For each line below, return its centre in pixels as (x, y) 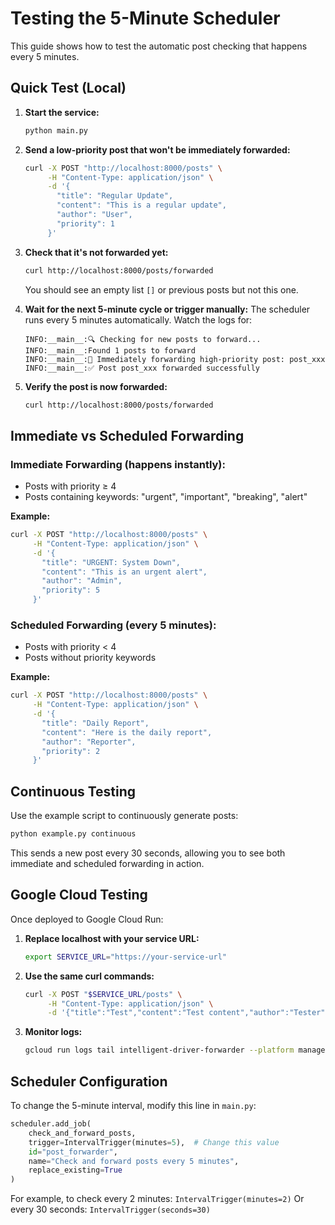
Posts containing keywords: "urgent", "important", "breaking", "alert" (166, 497)
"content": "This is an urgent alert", (124, 572)
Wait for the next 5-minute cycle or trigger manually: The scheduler (167, 309)
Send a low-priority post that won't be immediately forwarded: (157, 149)
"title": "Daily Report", (95, 723)
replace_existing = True (75, 1170)
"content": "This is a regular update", (141, 205)
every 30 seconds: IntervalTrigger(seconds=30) (110, 1209)
